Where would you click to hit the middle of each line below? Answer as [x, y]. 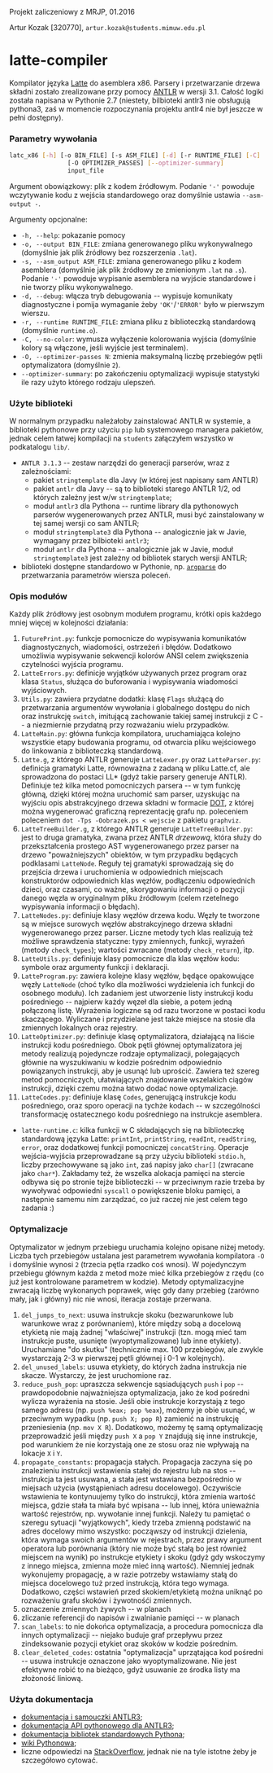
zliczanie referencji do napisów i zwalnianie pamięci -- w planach [130, 1617]
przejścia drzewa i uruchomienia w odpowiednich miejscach [122, 872]
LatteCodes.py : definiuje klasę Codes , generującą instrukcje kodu [128, 1097]
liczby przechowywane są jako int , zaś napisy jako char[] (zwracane [137, 1165]
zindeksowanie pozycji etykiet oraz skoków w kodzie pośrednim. [130, 1644]
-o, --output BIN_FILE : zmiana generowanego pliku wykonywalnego [136, 244]
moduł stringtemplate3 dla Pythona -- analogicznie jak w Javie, [140, 532]
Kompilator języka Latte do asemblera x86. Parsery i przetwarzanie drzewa [135, 83]
